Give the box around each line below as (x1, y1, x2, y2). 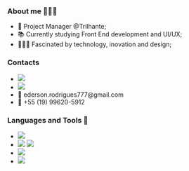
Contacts (7, 57, 40, 67)
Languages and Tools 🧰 (7, 115, 89, 125)
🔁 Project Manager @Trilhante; (17, 22, 107, 31)
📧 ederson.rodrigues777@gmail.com (17, 90, 124, 99)
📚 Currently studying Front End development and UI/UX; (17, 30, 183, 39)
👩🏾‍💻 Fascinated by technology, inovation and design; (17, 40, 172, 48)
